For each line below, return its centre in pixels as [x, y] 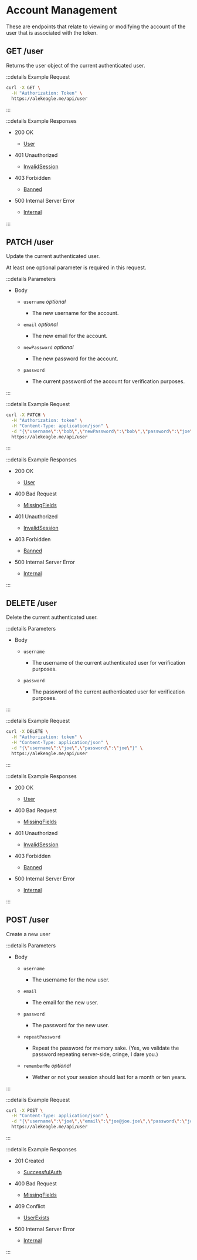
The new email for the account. [70, 336]
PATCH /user [30, 242]
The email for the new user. [65, 1002]
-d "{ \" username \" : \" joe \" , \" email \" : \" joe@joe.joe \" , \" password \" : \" [99, 1121]
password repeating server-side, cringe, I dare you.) [95, 1054]
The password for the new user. [71, 1025]
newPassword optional [48, 347]
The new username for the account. [75, 313]
